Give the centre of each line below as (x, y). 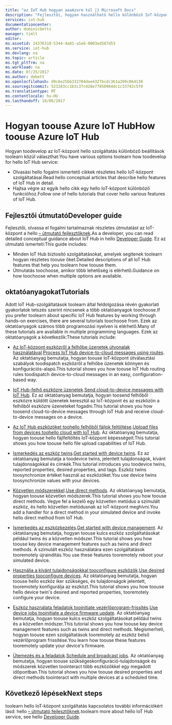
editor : (14, 39)
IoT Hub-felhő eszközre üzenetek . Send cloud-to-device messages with (88, 389)
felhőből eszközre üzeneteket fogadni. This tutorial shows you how (82, 406)
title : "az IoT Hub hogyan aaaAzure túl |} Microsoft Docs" (71, 10)
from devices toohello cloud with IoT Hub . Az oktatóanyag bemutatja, (85, 432)
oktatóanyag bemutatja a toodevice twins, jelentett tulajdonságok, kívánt (89, 458)
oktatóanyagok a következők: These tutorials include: (61, 337)
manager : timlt (21, 34)
